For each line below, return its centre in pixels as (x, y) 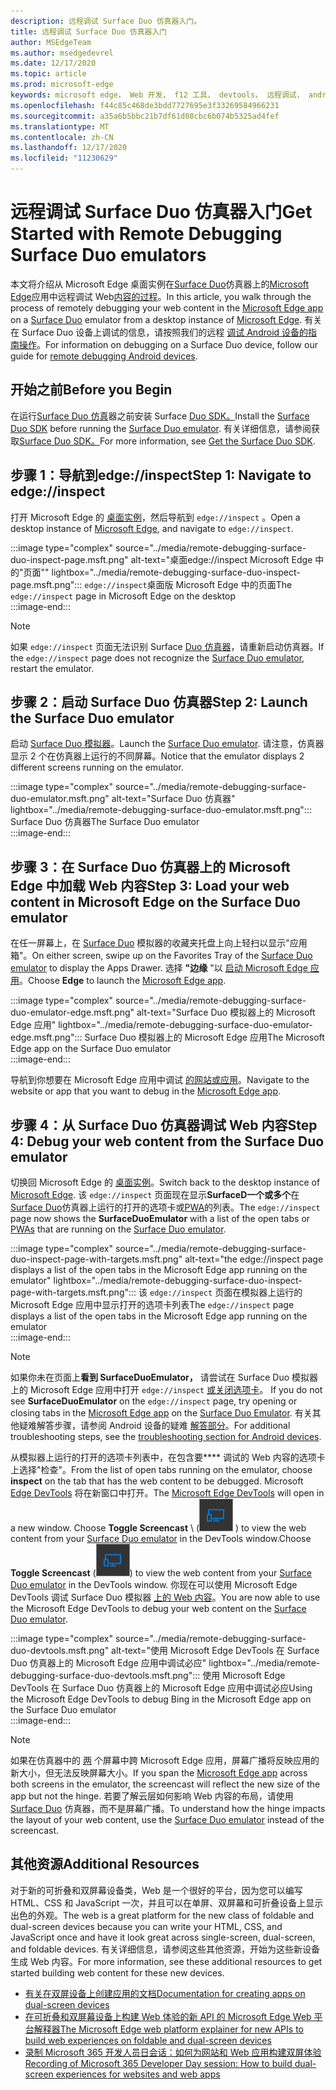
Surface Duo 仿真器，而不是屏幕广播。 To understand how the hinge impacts (168, 1808)
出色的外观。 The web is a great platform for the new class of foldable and (162, 1915)
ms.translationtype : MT (60, 126)
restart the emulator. (52, 668)
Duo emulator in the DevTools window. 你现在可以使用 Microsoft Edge (154, 1584)
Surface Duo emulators (108, 255)
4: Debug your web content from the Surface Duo (167, 1141)
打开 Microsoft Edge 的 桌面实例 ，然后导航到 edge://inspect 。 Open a (155, 517)
